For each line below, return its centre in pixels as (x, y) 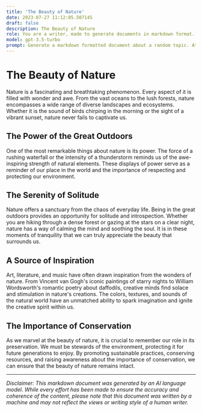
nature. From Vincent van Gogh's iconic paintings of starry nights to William (100, 281)
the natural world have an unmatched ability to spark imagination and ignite (99, 301)
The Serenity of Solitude (53, 195)
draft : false (23, 23)
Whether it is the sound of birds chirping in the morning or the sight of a (95, 111)
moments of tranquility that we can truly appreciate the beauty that (89, 235)
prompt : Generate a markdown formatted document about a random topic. (98, 46)
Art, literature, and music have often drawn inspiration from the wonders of (99, 275)
